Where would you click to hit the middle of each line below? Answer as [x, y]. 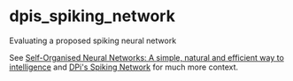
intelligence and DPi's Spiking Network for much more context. [124, 67]
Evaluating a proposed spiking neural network [93, 40]
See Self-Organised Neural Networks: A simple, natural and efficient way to [147, 57]
